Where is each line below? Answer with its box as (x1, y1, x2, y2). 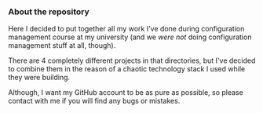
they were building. (8, 73, 71, 82)
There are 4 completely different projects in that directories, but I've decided (8, 56, 256, 65)
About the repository (8, 6, 90, 17)
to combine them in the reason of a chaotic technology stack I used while (8, 64, 246, 74)
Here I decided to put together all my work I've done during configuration (8, 24, 245, 34)
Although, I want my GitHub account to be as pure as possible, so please (8, 88, 243, 97)
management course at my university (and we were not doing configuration (8, 32, 252, 42)
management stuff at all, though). (8, 41, 116, 50)
